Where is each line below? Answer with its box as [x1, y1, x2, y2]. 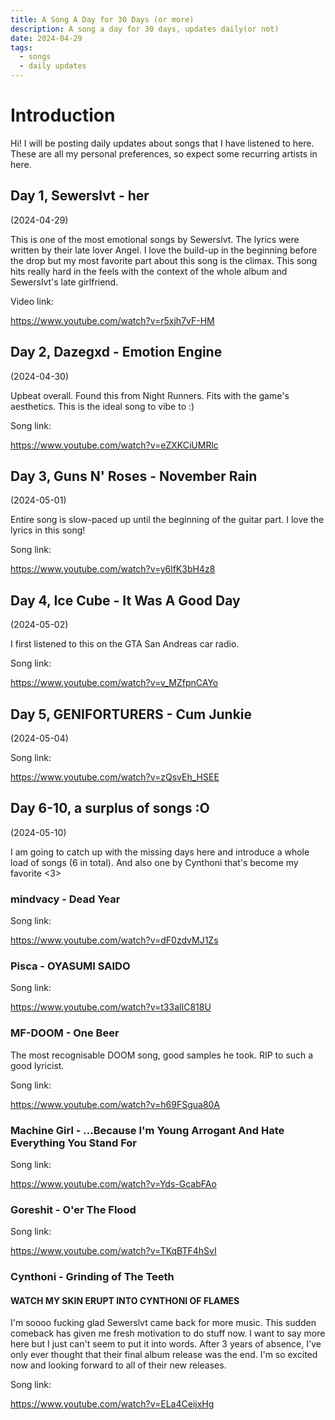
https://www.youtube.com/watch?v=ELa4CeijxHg [10, 1398, 215, 1410]
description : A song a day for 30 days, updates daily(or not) [10, 24, 280, 34]
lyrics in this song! [10, 524, 86, 536]
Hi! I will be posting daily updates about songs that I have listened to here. [10, 137, 315, 149]
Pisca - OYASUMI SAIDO [10, 959, 131, 973]
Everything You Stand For [10, 1136, 138, 1150]
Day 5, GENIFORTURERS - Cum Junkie [10, 706, 253, 723]
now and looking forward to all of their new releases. [10, 1359, 227, 1371]
